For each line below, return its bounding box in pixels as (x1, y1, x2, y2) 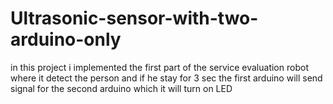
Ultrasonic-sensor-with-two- (10, 7, 259, 30)
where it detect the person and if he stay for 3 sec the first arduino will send (10, 72, 323, 84)
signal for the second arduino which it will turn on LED (10, 82, 233, 94)
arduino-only (10, 28, 122, 51)
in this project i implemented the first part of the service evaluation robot (10, 61, 309, 73)
